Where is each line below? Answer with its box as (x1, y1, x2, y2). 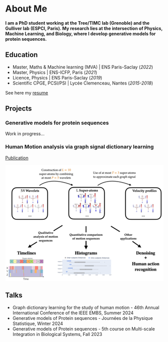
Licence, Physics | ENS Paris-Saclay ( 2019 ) (12, 74, 103, 80)
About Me (5, 3, 47, 15)
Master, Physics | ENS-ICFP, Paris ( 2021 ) (12, 69, 97, 75)
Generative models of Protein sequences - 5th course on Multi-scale (12, 325, 155, 332)
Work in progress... (5, 131, 45, 137)
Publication (5, 154, 29, 161)
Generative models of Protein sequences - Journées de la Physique (12, 315, 153, 321)
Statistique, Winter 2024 (12, 320, 63, 326)
